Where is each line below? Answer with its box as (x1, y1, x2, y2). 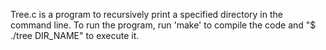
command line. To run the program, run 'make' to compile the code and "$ (10, 19, 317, 31)
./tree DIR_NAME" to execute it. (10, 30, 140, 41)
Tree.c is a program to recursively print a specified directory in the (10, 9, 283, 20)
